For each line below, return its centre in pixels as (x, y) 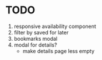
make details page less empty (58, 51)
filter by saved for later (41, 32)
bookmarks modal (36, 38)
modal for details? (36, 45)
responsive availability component (55, 26)
